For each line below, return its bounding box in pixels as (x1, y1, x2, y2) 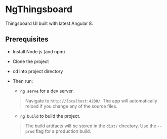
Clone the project (12, 58, 49, 64)
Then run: (12, 78, 33, 84)
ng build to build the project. (20, 113, 80, 119)
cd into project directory (12, 68, 63, 74)
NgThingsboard (5, 4, 72, 15)
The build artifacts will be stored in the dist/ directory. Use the (25, 123, 157, 129)
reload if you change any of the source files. (25, 103, 117, 109)
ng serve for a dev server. (20, 88, 74, 94)
